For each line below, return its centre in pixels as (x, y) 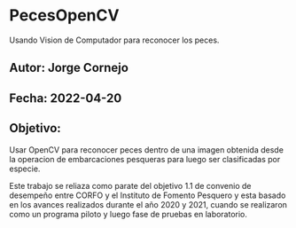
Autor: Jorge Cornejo (69, 68)
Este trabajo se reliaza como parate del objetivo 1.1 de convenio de (130, 185)
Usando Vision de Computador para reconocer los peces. (114, 40)
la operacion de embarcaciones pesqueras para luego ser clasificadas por (145, 159)
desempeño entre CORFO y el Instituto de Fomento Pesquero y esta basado (148, 195)
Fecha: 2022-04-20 (66, 98)
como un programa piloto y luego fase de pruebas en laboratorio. (129, 214)
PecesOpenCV (64, 16)
